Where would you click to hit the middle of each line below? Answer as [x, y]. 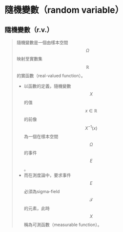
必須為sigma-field [42, 191]
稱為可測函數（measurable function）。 [63, 225]
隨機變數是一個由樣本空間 [42, 43]
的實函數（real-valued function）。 [51, 76]
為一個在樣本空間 [41, 136]
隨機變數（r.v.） [29, 30]
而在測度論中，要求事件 [47, 175]
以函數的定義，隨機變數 [47, 86]
